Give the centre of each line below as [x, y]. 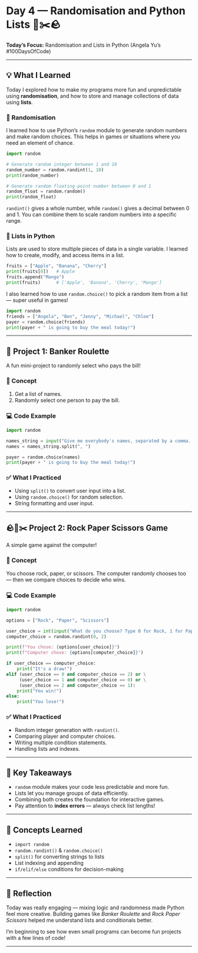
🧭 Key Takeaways [39, 773]
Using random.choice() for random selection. [69, 497]
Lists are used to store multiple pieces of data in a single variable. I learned [97, 249]
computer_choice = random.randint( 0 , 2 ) [57, 636]
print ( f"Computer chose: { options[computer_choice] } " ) [75, 653]
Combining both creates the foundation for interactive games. [90, 799]
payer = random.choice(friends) [46, 322]
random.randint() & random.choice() [59, 850]
